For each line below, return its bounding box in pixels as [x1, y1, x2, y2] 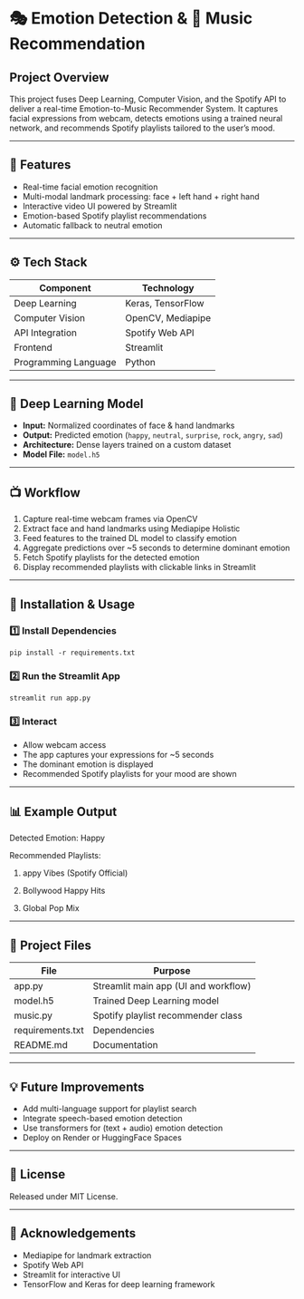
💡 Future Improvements [9, 1079, 145, 1094]
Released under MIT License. [9, 1190, 119, 1202]
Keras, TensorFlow [125, 296, 205, 309]
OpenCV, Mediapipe [125, 311, 212, 324]
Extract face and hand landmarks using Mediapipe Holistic [22, 523, 241, 534]
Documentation [92, 1039, 158, 1052]
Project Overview [9, 70, 109, 85]
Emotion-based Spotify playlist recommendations [22, 210, 207, 221]
